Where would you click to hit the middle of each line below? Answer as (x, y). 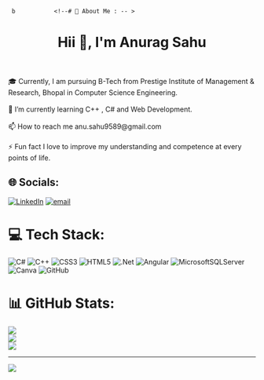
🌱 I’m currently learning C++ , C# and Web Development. (100, 109)
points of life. (29, 158)
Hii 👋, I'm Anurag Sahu (132, 42)
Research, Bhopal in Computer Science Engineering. (93, 92)
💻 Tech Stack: (57, 234)
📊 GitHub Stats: (62, 303)
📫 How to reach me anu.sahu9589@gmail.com (85, 126)
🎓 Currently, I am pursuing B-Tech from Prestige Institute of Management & (132, 81)
